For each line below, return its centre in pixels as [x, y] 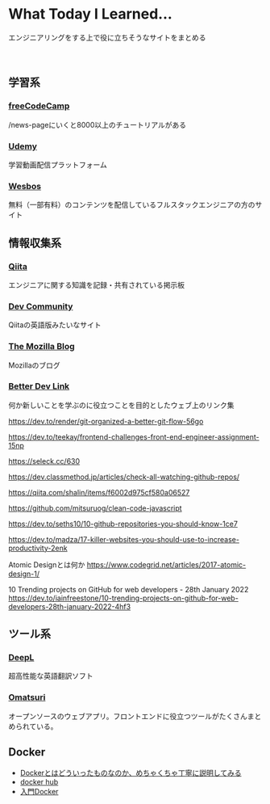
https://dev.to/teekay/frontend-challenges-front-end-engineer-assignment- [134, 436]
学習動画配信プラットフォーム [58, 164]
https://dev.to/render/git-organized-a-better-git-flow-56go [106, 421]
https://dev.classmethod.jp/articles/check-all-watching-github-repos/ [124, 477]
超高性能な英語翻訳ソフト [51, 676]
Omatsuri [27, 697]
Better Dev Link [39, 386]
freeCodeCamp [39, 106]
